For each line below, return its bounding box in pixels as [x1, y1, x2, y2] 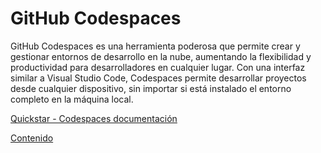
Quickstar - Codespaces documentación [10, 112, 178, 124]
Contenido [10, 132, 54, 144]
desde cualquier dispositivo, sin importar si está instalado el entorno [10, 82, 292, 94]
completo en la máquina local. [10, 93, 134, 105]
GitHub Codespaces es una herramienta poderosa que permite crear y [10, 40, 301, 52]
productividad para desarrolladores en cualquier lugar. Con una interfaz [10, 61, 306, 73]
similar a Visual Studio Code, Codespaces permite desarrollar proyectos [10, 72, 307, 84]
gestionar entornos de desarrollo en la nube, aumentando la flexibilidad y [10, 50, 312, 62]
